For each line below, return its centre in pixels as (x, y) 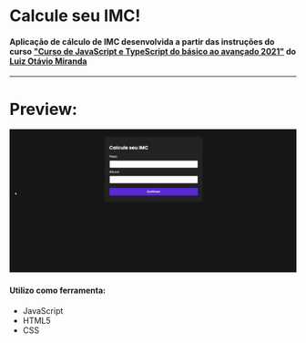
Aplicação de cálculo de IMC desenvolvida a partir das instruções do (142, 41)
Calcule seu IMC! (75, 16)
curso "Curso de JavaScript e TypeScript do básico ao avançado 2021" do (153, 51)
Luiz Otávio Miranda (48, 61)
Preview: (43, 109)
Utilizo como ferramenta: (58, 291)
